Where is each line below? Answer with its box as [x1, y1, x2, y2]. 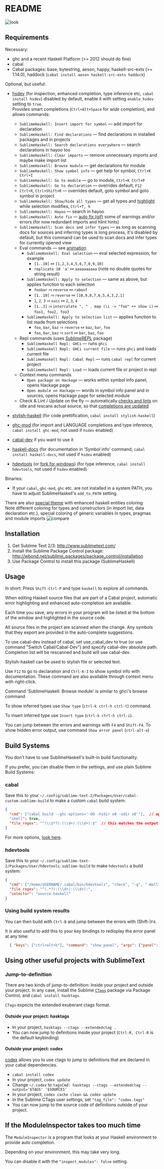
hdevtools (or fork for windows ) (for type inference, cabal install [12, 461, 145, 467]
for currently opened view [19, 240, 72, 246]
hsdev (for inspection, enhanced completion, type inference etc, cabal [12, 90, 154, 96]
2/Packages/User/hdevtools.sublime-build [5, 864, 91, 869]
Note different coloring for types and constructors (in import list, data [5, 505, 144, 511]
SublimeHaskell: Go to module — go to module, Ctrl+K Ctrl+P [19, 177, 145, 183]
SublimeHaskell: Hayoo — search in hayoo [19, 208, 104, 214]
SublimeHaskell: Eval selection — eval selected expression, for [26, 250, 157, 256]
